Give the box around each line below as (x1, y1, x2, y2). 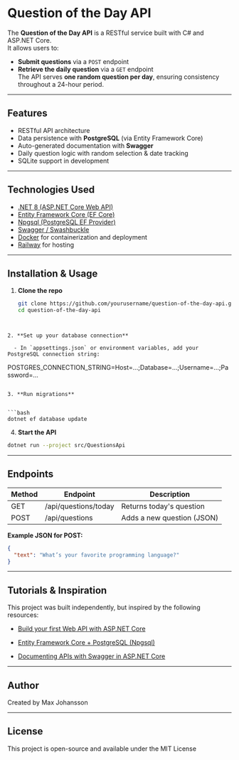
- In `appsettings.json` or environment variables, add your (14, 345, 199, 352)
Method (11, 489, 38, 499)
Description (149, 489, 191, 499)
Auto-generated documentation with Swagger (17, 141, 154, 150)
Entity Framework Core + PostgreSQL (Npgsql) (17, 638, 155, 647)
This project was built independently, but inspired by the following (7, 603, 201, 612)
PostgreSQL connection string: (7, 350, 100, 358)
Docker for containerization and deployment (17, 232, 147, 241)
